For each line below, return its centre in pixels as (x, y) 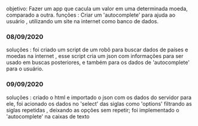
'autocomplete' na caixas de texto (48, 116)
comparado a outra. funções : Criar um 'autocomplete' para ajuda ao (91, 15)
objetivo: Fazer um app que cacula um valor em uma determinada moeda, (97, 9)
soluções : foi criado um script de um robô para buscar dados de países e (97, 50)
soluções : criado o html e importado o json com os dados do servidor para (99, 97)
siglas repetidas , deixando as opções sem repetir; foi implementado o (93, 110)
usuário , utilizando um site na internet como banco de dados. (82, 21)
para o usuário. (25, 69)
